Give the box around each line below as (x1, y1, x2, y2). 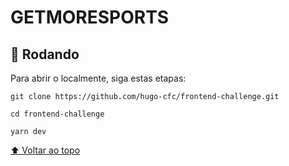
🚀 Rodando (10, 46, 80, 63)
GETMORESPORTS (10, 6, 170, 29)
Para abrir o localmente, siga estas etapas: (10, 72, 187, 84)
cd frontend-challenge (10, 109, 105, 119)
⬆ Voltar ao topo (10, 144, 81, 156)
